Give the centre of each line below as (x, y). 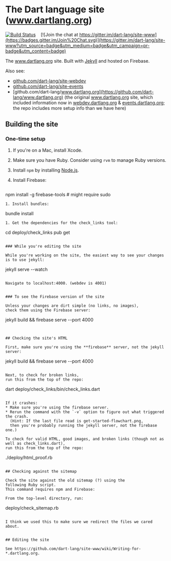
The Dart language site (55, 10)
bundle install (20, 213)
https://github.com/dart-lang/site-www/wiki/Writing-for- (78, 549)
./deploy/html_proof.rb (29, 457)
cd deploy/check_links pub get (38, 232)
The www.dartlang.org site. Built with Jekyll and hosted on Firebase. (78, 61)
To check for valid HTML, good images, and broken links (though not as (85, 439)
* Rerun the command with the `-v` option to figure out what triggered (85, 412)
